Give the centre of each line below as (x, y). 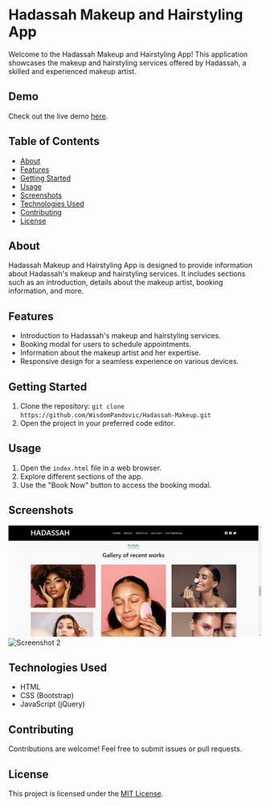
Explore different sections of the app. (81, 476)
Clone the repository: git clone (72, 406)
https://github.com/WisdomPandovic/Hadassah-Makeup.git (115, 415)
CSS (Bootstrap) (47, 696)
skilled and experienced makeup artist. (72, 71)
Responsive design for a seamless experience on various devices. (129, 362)
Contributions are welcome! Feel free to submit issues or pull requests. (125, 749)
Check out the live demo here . (58, 116)
